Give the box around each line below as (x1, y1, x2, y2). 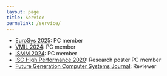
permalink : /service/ (6, 20, 61, 26)
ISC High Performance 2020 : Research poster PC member (15, 56, 162, 64)
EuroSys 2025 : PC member (15, 37, 84, 44)
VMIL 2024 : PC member (15, 43, 76, 50)
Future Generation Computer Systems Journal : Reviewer (15, 63, 157, 70)
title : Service (6, 15, 45, 21)
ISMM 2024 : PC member (15, 50, 78, 57)
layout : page (6, 9, 39, 15)
